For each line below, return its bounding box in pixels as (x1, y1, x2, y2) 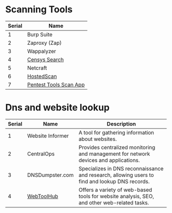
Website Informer (27, 132, 69, 139)
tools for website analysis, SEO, (78, 192, 155, 200)
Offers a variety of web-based (78, 186, 153, 193)
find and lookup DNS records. (78, 177, 150, 185)
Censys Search (27, 56, 64, 63)
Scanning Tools (5, 4, 73, 15)
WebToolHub (27, 192, 58, 200)
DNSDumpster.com (27, 171, 74, 179)
